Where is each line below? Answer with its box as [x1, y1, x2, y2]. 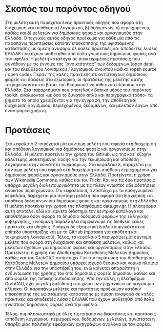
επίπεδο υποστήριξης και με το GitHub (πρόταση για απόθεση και [5, 229, 138, 234]
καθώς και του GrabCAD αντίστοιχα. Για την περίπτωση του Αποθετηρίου [5, 254, 154, 260]
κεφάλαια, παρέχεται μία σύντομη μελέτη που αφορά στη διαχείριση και [5, 193, 153, 198]
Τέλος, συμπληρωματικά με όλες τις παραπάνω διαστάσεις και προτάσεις [5, 311, 156, 316]
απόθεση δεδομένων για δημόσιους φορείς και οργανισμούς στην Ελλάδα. [5, 197, 159, 203]
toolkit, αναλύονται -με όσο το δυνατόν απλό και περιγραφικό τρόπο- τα [5, 92, 153, 98]
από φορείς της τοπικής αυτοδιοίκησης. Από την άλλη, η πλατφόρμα [5, 275, 145, 281]
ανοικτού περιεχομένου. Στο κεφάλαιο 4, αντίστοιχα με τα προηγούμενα [5, 187, 153, 193]
